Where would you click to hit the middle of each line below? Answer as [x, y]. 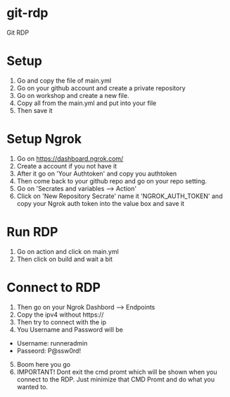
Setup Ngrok [44, 139]
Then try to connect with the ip [62, 322]
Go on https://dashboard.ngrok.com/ [70, 158]
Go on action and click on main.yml [68, 251]
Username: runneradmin [52, 343]
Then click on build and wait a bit [65, 259]
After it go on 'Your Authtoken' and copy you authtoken [97, 173]
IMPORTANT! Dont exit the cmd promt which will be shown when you [117, 372]
